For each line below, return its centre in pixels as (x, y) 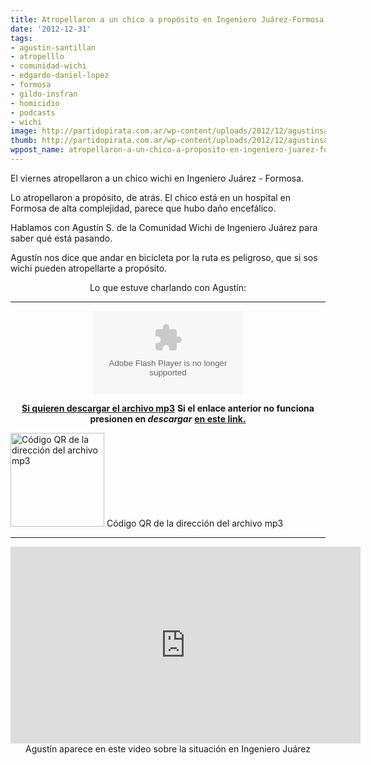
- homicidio (35, 103)
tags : (21, 38)
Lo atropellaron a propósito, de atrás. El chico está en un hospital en (150, 197)
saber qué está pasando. (61, 238)
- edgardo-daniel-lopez (60, 76)
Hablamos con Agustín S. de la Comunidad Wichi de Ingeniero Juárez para (164, 227)
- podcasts (33, 112)
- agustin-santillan (53, 47)
